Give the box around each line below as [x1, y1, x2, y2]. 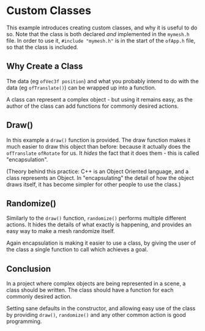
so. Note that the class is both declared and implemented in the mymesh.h [6, 30, 190, 37]
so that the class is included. [6, 43, 78, 51]
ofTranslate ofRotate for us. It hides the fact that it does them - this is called [6, 149, 199, 157]
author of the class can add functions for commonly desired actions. [6, 102, 179, 110]
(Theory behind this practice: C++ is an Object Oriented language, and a [6, 168, 189, 175]
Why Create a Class [6, 61, 83, 72]
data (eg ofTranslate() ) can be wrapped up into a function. [6, 84, 157, 91]
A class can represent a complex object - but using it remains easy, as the [6, 95, 193, 103]
